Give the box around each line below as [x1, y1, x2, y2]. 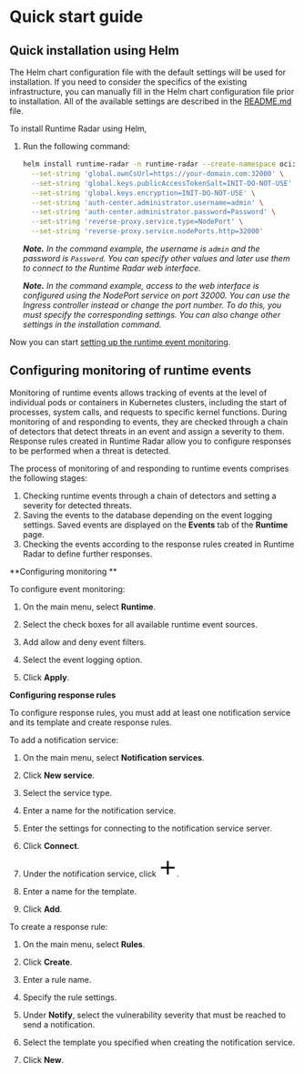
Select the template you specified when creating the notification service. [22, 1037, 296, 1047]
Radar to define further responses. [22, 548, 153, 559]
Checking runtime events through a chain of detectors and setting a [22, 490, 277, 501]
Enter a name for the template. [22, 885, 137, 896]
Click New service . [22, 770, 96, 781]
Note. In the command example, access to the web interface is [22, 281, 259, 291]
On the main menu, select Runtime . [22, 601, 157, 612]
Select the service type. [22, 787, 112, 798]
